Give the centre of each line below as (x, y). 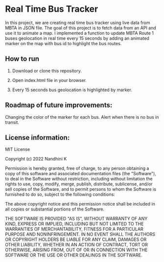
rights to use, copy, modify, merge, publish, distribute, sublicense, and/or (79, 184)
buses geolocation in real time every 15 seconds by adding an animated (77, 38)
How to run (22, 59)
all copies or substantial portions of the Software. (55, 209)
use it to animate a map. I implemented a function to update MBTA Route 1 (80, 33)
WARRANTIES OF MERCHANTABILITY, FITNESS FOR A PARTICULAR (74, 229)
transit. (12, 122)
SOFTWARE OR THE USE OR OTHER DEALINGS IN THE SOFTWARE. (74, 255)
